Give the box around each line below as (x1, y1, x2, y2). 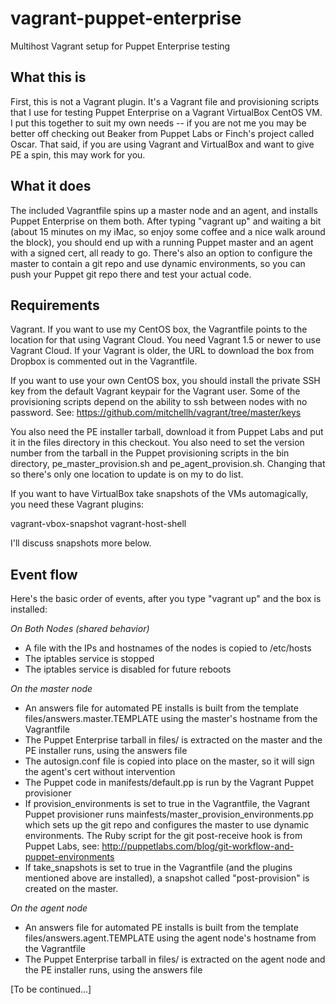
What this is (10, 69, 87, 86)
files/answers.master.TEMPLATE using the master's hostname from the (24, 713, 318, 725)
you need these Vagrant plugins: (10, 498, 145, 511)
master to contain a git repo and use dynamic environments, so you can (10, 257, 306, 269)
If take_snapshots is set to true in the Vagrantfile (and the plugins (24, 862, 293, 874)
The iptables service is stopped (24, 653, 155, 665)
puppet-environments (24, 851, 115, 863)
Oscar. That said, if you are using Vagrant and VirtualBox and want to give (10, 138, 315, 150)
